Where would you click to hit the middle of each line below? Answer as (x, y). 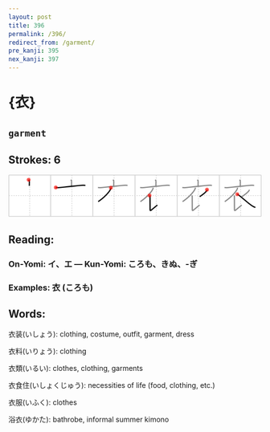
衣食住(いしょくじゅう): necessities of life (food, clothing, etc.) (112, 385)
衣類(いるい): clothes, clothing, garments (76, 369)
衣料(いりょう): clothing (47, 351)
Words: (27, 314)
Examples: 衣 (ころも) (51, 287)
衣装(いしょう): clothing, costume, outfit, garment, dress (101, 334)
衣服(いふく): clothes (43, 402)
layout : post (30, 17)
